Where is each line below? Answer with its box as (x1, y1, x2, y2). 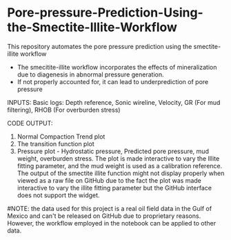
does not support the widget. (17, 191, 100, 199)
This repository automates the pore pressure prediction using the (7, 42, 192, 50)
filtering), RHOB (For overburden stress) (7, 106, 121, 114)
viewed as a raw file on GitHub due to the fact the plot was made (17, 176, 201, 184)
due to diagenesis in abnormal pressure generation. (17, 70, 164, 79)
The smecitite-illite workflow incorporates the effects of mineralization (17, 63, 217, 71)
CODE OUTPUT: (7, 119, 53, 127)
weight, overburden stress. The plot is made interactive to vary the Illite (17, 154, 220, 163)
